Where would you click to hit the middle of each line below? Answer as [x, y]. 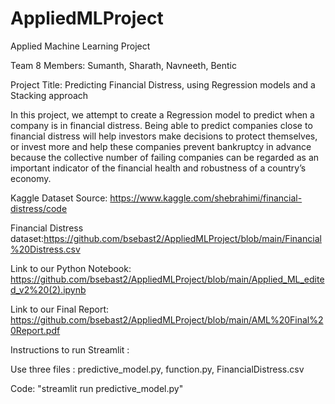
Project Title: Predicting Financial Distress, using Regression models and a [163, 84]
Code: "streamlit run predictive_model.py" [97, 388]
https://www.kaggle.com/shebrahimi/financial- [206, 198]
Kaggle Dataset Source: [59, 198]
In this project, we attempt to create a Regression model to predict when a [162, 114]
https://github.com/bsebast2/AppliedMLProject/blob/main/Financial [182, 238]
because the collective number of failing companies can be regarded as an [165, 157]
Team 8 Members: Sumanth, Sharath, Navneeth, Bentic [123, 65]
